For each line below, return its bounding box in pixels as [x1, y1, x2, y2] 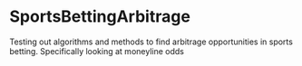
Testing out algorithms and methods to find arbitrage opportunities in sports [9, 36, 293, 47]
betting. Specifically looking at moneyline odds [9, 45, 184, 56]
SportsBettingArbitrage [9, 6, 190, 27]
